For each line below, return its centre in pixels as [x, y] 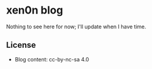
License [21, 45]
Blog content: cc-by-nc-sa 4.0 [52, 59]
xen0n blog [35, 10]
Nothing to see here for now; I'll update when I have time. [76, 27]
